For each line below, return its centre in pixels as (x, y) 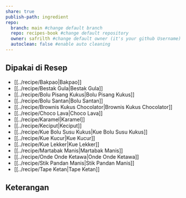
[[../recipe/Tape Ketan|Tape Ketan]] (57, 169)
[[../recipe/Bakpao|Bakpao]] (48, 82)
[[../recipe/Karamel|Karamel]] (49, 119)
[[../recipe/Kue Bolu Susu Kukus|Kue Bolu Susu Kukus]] (81, 132)
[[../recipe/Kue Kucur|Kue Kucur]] (54, 138)
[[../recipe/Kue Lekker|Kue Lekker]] (57, 144)
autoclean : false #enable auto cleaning (61, 45)
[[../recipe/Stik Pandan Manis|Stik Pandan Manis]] (74, 163)
